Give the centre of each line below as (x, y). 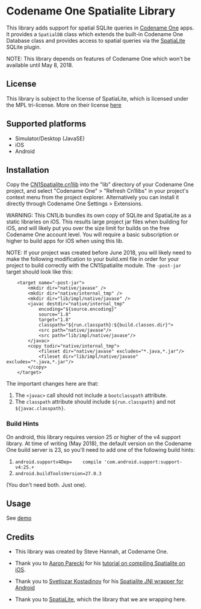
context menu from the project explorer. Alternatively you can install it (93, 198)
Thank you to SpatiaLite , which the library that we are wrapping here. (100, 599)
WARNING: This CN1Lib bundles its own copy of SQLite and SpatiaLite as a (99, 216)
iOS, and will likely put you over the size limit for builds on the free (88, 228)
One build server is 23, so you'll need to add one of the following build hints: (101, 449)
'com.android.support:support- (143, 462)
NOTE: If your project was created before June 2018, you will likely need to (99, 253)
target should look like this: (40, 272)
